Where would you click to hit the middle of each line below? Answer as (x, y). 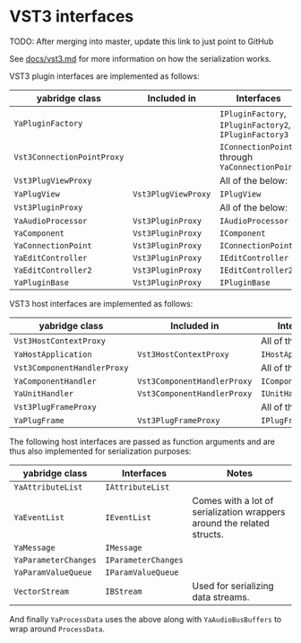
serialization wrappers (239, 511)
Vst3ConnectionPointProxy (69, 157)
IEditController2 (256, 270)
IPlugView (240, 194)
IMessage (124, 547)
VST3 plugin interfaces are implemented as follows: (104, 76)
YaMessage (34, 547)
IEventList (129, 517)
